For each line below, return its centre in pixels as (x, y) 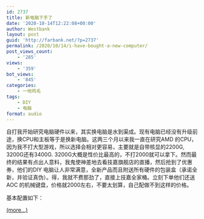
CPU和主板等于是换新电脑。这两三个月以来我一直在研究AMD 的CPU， (110, 139)
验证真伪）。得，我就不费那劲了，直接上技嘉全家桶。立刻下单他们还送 (109, 178)
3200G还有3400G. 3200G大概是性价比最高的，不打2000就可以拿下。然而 (99, 155)
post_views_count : (29, 52)
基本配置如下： (25, 198)
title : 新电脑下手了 (29, 18)
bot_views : (20, 74)
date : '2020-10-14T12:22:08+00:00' (51, 23)
